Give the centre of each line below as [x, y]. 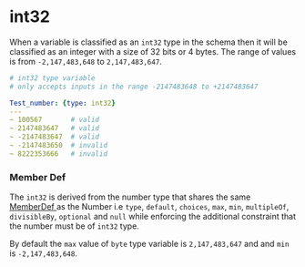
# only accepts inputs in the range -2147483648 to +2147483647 [134, 87]
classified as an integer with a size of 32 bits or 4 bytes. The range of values [153, 51]
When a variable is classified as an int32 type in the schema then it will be [149, 42]
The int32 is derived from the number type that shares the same [130, 197]
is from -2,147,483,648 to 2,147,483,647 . [86, 61]
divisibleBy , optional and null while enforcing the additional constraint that [153, 217]
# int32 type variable [52, 78]
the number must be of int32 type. [74, 226]
